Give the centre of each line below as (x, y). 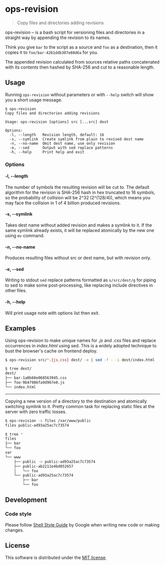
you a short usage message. (34, 100)
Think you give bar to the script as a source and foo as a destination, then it (82, 47)
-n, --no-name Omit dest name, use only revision (62, 143)
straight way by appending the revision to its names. (58, 38)
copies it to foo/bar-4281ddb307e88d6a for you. (52, 52)
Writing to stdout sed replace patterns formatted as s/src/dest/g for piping (81, 280)
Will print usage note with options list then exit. (52, 313)
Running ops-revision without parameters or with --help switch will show (79, 94)
